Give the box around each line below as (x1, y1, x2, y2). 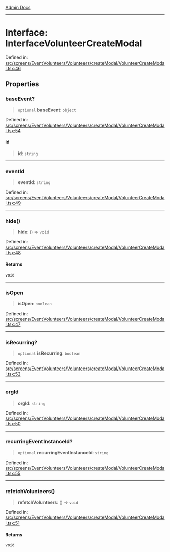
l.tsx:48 (5, 250, 21, 256)
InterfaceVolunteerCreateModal (5, 38, 142, 49)
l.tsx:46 (5, 65, 21, 71)
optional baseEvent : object (17, 107, 77, 113)
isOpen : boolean (17, 300, 52, 306)
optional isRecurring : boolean (17, 350, 81, 356)
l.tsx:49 (5, 200, 21, 206)
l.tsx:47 (5, 321, 21, 327)
